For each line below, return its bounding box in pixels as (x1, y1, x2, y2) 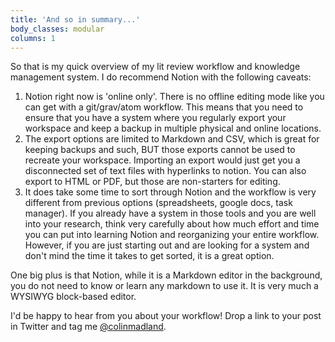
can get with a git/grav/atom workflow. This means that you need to (24, 101, 304, 113)
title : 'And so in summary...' (10, 14, 141, 25)
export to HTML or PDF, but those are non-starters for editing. (24, 176, 281, 188)
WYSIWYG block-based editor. (10, 291, 137, 303)
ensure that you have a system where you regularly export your (24, 112, 287, 124)
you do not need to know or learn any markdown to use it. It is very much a (10, 280, 319, 292)
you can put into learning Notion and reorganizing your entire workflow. (24, 229, 320, 241)
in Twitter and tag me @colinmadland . (10, 321, 167, 333)
